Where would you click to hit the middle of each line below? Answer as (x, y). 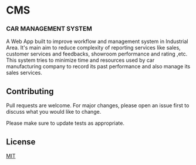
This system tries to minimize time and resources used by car (80, 60)
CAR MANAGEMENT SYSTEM (49, 29)
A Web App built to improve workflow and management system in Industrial (97, 41)
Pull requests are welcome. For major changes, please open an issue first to (98, 105)
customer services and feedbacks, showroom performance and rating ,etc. (97, 54)
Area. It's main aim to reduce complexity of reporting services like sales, (93, 48)
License (21, 142)
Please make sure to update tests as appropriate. (65, 123)
